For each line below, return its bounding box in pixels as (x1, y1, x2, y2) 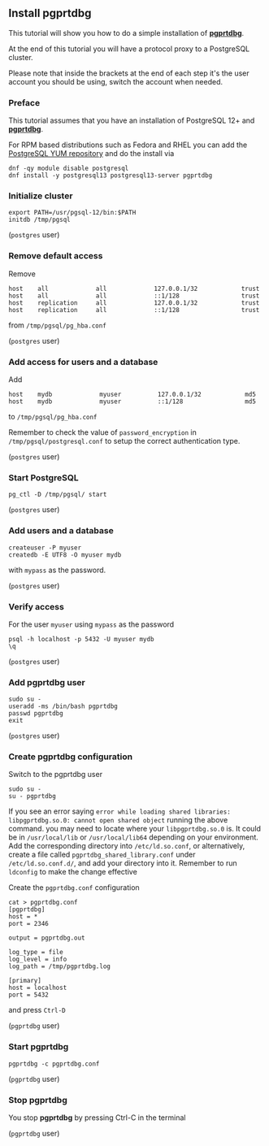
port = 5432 (8, 991, 49, 999)
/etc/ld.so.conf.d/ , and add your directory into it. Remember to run (8, 858, 237, 868)
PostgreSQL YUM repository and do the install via (8, 149, 175, 158)
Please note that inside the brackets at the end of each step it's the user (8, 68, 249, 78)
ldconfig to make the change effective (8, 867, 138, 877)
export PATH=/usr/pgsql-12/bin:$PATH (8, 209, 137, 217)
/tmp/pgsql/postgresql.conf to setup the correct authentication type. (8, 436, 241, 445)
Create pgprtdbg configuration (8, 751, 132, 762)
